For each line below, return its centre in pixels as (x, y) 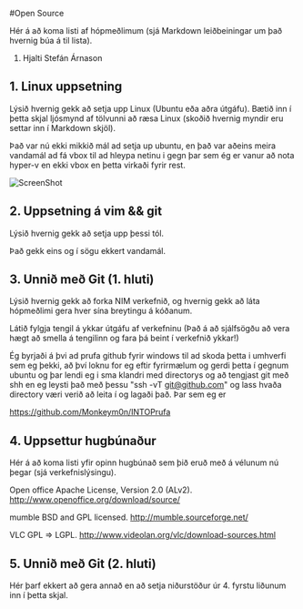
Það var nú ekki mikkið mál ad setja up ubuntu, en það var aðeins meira (142, 146)
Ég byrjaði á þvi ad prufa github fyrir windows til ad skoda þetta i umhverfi (148, 356)
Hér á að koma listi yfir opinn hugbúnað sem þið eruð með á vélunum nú (144, 462)
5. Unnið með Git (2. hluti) (83, 563)
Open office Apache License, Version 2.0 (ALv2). (101, 490)
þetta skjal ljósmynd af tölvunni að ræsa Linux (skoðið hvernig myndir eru (146, 118)
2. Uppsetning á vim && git (86, 212)
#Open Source (37, 13)
